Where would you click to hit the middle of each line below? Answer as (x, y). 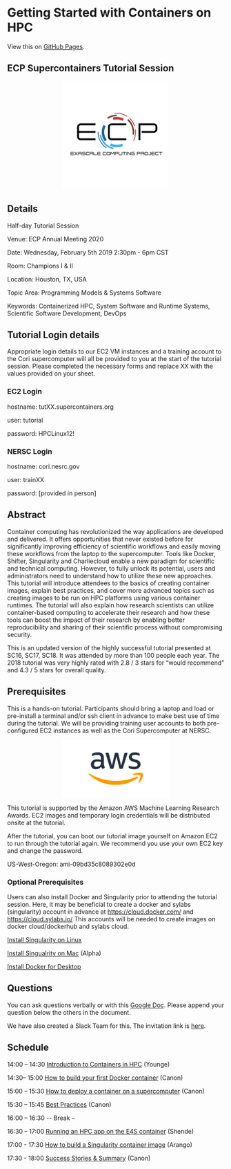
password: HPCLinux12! (41, 433)
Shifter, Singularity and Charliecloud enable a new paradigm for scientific (111, 561)
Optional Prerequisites (46, 882)
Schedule (28, 1048)
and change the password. (45, 850)
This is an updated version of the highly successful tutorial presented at (109, 647)
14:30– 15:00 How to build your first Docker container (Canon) (95, 1078)
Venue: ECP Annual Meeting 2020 (56, 239)
